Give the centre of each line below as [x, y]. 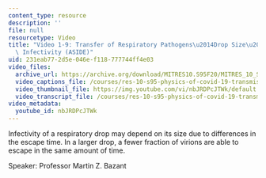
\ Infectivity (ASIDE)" [54, 52]
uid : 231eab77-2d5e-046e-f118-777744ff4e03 [81, 60]
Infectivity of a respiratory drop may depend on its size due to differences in [132, 134]
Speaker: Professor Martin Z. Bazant [67, 166]
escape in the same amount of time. [66, 150]
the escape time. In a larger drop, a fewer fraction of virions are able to [123, 142]
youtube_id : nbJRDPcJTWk [56, 112]
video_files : [30, 67]
